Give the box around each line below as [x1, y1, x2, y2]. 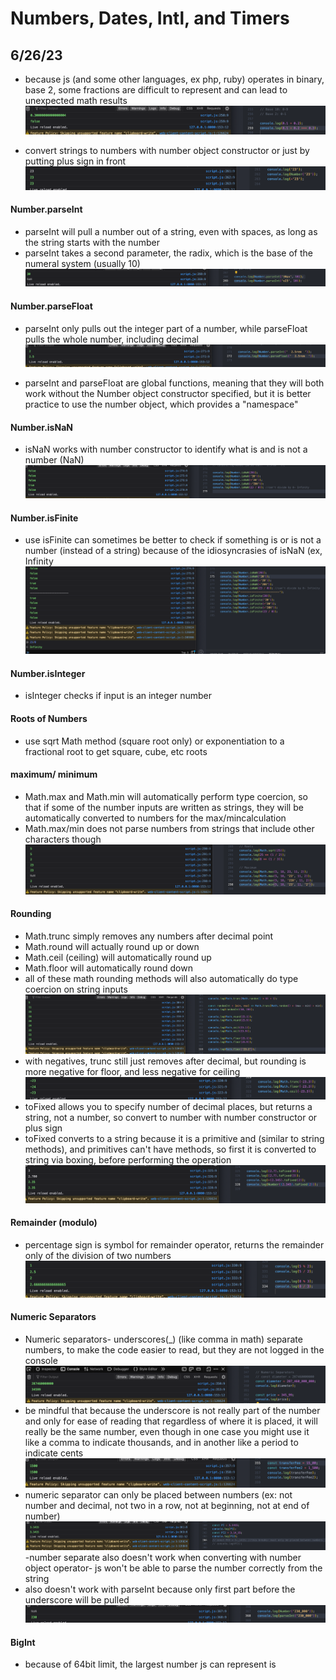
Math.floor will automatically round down [24, 962, 193, 974]
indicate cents [24, 1447, 84, 1459]
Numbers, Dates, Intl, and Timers [10, 7, 290, 30]
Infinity [24, 555, 54, 567]
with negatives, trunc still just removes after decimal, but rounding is [24, 1055, 307, 1067]
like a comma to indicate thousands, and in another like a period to [24, 1437, 299, 1449]
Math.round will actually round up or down [24, 940, 200, 952]
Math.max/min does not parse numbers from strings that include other [24, 822, 315, 834]
